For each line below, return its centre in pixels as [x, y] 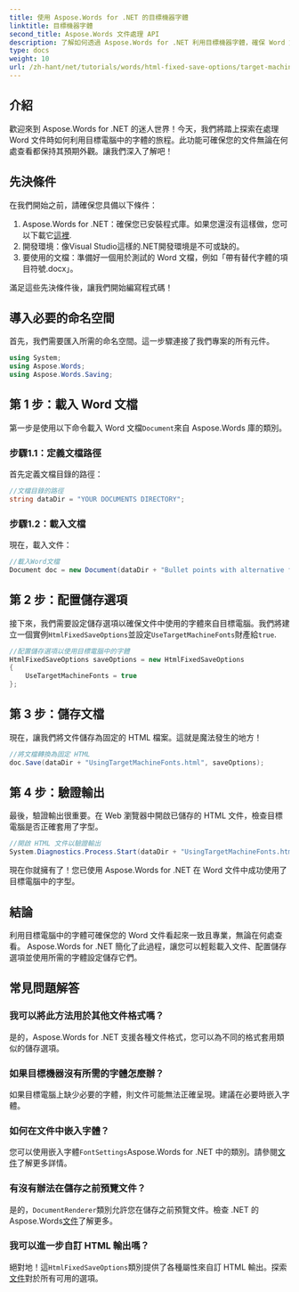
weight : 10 [29, 59]
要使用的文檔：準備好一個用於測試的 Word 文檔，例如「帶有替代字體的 [151, 257]
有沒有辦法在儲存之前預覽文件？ [78, 1189]
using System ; [36, 358]
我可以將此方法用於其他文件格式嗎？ [87, 1016]
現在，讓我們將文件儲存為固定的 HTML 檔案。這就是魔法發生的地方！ [136, 737]
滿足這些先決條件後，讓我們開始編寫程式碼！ [91, 287]
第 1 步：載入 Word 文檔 [73, 405]
